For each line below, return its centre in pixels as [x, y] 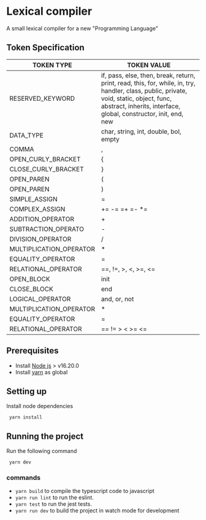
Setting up [27, 391]
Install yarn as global [41, 372]
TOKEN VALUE [149, 65]
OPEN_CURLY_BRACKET [45, 159]
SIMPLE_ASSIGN [34, 199]
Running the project [45, 436]
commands [24, 478]
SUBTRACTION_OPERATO [47, 229]
